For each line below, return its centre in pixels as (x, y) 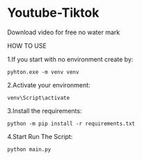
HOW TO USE (27, 45)
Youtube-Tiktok (53, 13)
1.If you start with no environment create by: (70, 59)
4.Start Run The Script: (40, 136)
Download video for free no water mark (64, 32)
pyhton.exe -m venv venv (43, 72)
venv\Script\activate (39, 98)
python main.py (29, 149)
